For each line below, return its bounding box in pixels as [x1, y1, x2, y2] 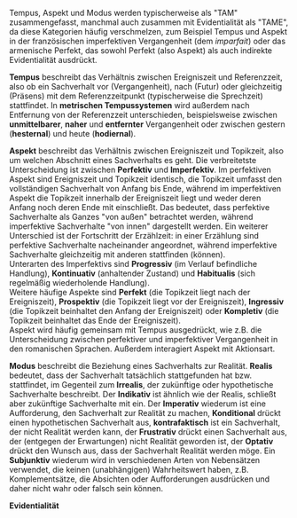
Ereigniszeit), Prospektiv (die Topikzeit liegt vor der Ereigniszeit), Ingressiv [9, 296, 285, 307]
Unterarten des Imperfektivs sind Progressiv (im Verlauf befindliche [9, 259, 258, 269]
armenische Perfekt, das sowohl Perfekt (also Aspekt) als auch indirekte [9, 45, 273, 56]
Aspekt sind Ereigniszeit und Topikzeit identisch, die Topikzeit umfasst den [9, 174, 282, 184]
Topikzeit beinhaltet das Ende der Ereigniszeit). [9, 315, 182, 326]
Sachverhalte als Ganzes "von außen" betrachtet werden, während [9, 212, 254, 222]
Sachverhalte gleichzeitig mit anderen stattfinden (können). [9, 249, 226, 260]
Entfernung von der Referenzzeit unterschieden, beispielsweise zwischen [9, 110, 277, 120]
